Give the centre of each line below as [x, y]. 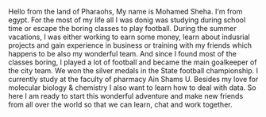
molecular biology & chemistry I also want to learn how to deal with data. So [132, 88]
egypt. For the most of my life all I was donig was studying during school [127, 20]
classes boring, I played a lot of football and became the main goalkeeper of [133, 62]
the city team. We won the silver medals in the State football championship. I [133, 70]
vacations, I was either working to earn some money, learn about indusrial [129, 37]
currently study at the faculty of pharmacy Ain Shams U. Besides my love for [133, 79]
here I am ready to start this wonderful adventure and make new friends [126, 96]
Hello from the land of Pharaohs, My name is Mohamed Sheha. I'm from [125, 12]
